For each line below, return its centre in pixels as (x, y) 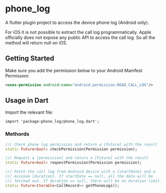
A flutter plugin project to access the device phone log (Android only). (77, 22)
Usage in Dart (27, 100)
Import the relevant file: (29, 112)
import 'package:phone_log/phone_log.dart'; (52, 122)
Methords (17, 134)
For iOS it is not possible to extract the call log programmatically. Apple (78, 32)
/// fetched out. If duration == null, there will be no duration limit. (84, 181)
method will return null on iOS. (36, 42)
